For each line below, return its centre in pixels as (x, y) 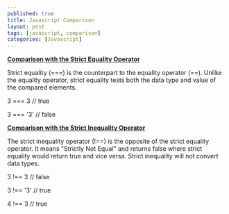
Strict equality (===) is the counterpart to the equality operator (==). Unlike (114, 73)
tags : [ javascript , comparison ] (54, 33)
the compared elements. (42, 88)
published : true (31, 14)
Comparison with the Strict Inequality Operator (76, 128)
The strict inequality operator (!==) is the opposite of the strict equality (108, 141)
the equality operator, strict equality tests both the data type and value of (112, 80)
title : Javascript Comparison (51, 20)
